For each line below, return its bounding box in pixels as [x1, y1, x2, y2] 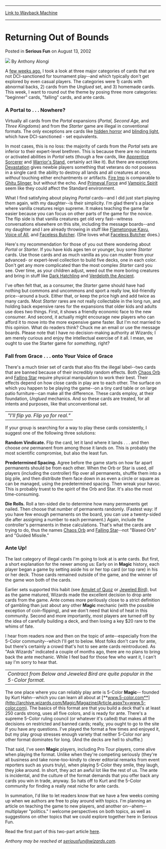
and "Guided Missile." [5, 532, 49, 538]
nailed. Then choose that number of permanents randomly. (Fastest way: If [5, 506, 158, 512]
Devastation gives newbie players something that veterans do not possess [5, 164, 157, 170]
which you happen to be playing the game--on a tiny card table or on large [5, 385, 157, 391]
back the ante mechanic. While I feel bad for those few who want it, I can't [5, 654, 157, 660]
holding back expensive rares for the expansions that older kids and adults [5, 303, 157, 309]
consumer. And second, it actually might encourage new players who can [5, 314, 155, 320]
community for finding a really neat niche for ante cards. [5, 783, 120, 789]
